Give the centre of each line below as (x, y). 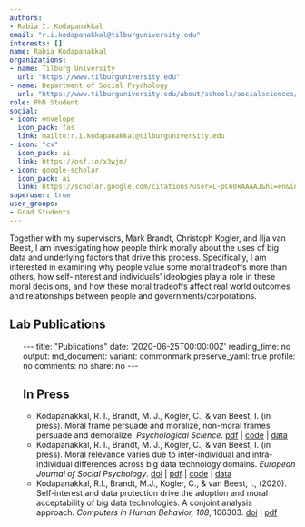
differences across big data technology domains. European (185, 464)
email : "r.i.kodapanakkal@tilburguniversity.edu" (105, 35)
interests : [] (36, 43)
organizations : (38, 60)
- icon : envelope (42, 119)
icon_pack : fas (46, 128)
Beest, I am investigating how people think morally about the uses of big (144, 247)
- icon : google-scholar (54, 170)
